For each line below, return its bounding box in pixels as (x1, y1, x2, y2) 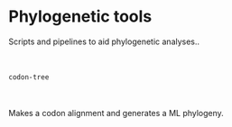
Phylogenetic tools (8, 6, 153, 27)
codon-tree (8, 72, 50, 82)
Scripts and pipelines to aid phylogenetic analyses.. (8, 36, 200, 47)
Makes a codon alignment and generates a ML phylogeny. (8, 107, 225, 118)
